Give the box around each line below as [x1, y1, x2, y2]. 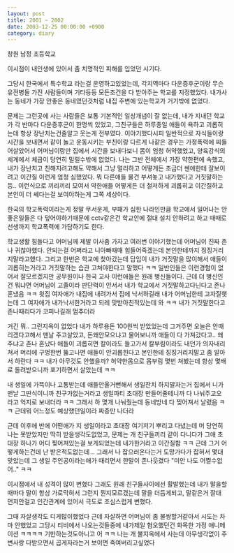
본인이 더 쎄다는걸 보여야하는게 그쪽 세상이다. [7, 190, 131, 199]
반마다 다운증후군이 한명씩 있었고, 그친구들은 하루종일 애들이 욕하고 [22, 120, 205, 129]
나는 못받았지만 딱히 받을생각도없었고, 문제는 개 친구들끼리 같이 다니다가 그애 [7, 430, 217, 438]
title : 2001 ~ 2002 [7, 17, 64, 24]
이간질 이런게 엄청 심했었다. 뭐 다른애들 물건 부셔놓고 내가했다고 [20, 172, 193, 182]
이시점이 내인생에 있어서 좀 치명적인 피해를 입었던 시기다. [7, 64, 162, 73]
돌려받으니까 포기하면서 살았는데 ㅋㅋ [14, 366, 116, 374]
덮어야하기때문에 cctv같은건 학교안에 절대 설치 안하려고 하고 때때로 [44, 214, 227, 222]
